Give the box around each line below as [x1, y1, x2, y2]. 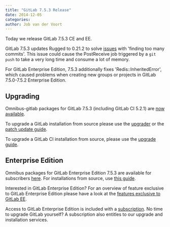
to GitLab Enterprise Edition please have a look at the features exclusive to [5, 190, 161, 196]
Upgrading [5, 92, 40, 100]
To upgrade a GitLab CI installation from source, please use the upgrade [5, 136, 156, 142]
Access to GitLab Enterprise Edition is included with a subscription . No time [5, 206, 163, 212]
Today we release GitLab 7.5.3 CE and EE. [5, 36, 92, 42]
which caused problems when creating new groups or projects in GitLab [5, 72, 156, 78]
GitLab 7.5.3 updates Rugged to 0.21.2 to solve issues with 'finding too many [5, 45, 165, 52]
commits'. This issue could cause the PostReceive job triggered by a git [5, 51, 156, 57]
